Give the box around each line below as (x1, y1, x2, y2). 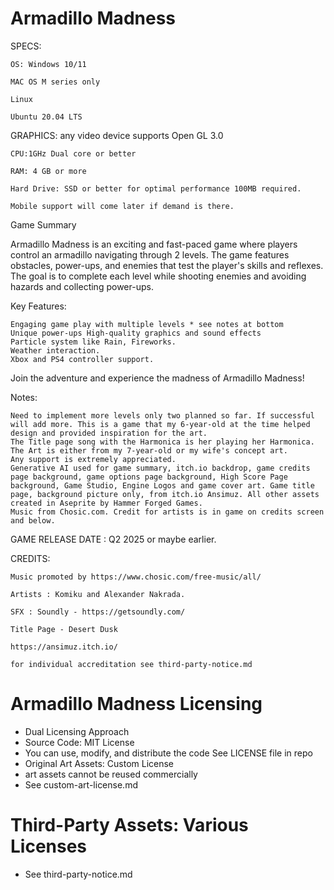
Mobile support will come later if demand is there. (10, 201, 235, 211)
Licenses (10, 835, 88, 858)
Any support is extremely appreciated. (10, 454, 177, 464)
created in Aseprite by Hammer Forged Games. (10, 498, 203, 508)
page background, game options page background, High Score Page (10, 472, 288, 482)
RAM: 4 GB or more (10, 166, 87, 176)
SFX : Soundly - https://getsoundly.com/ (10, 607, 186, 617)
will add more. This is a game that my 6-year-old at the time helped (10, 419, 311, 429)
